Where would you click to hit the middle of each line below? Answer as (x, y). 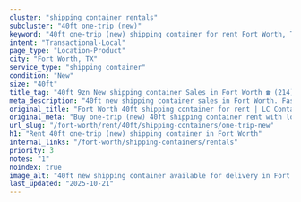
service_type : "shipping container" (77, 68)
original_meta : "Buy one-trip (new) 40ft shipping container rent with (146, 117)
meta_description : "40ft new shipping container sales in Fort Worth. (144, 101)
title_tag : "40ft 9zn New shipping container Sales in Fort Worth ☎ (140, 92)
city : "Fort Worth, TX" (54, 59)
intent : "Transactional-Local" (68, 42)
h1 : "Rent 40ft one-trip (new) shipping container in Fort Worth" (136, 134)
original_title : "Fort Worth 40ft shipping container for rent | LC (140, 109)
